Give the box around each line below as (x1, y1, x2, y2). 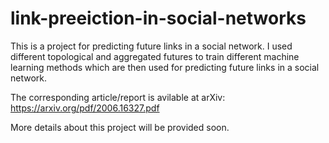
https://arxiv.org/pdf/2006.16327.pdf (10, 102, 160, 114)
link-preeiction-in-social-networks (10, 7, 307, 30)
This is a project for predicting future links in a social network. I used (10, 40, 293, 52)
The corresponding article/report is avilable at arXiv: (10, 91, 226, 103)
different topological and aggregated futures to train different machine (10, 50, 300, 62)
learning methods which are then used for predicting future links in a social (10, 61, 320, 73)
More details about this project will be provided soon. (10, 121, 230, 133)
